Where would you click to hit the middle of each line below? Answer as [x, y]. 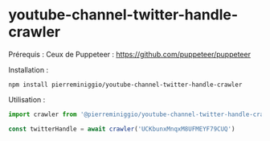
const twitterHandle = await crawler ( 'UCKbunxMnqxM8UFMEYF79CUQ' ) [122, 129]
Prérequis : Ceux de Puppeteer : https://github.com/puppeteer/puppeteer [130, 54]
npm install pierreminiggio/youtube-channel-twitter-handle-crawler [125, 85]
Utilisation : [27, 99]
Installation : [29, 69]
